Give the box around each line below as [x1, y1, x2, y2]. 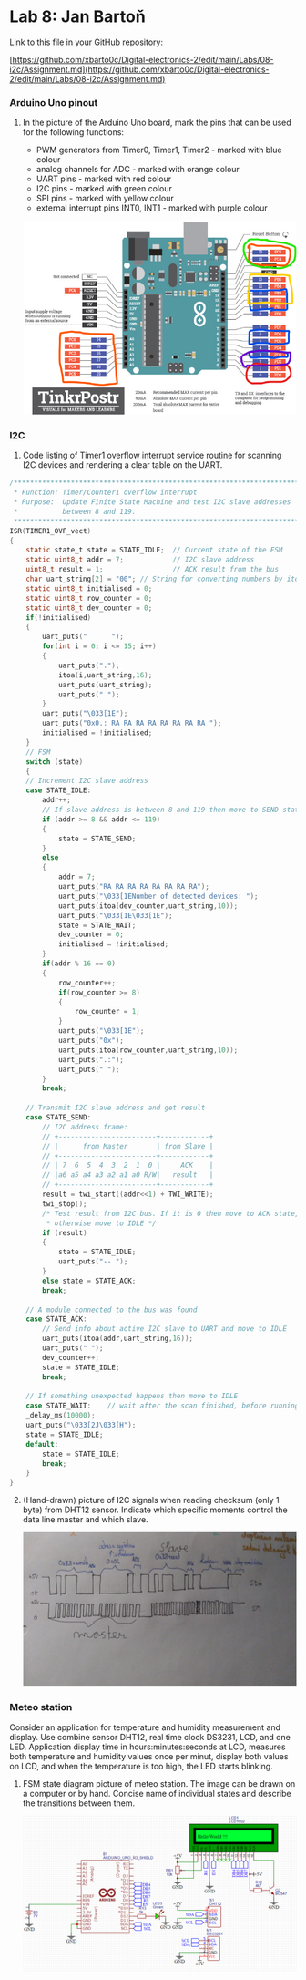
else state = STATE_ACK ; [42, 1276, 137, 1285]
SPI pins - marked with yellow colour [36, 193, 175, 204]
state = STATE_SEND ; [57, 834, 137, 843]
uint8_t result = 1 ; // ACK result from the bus [25, 565, 280, 574]
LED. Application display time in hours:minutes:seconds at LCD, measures [9, 1741, 286, 1752]
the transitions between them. [22, 1798, 136, 1809]
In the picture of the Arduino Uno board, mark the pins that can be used [22, 117, 291, 129]
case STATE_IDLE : [25, 786, 92, 795]
